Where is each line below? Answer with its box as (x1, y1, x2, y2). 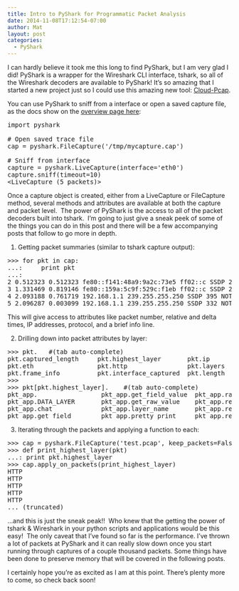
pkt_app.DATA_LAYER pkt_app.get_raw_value (7, 398, 180, 406)
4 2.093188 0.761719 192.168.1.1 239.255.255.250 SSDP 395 (7, 293, 218, 300)
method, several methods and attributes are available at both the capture (7, 199, 221, 207)
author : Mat (7, 23, 43, 31)
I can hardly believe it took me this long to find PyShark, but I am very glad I (7, 63, 229, 71)
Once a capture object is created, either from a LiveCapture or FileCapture (7, 192, 225, 199)
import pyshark (7, 121, 60, 129)
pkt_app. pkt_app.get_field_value (7, 391, 188, 399)
